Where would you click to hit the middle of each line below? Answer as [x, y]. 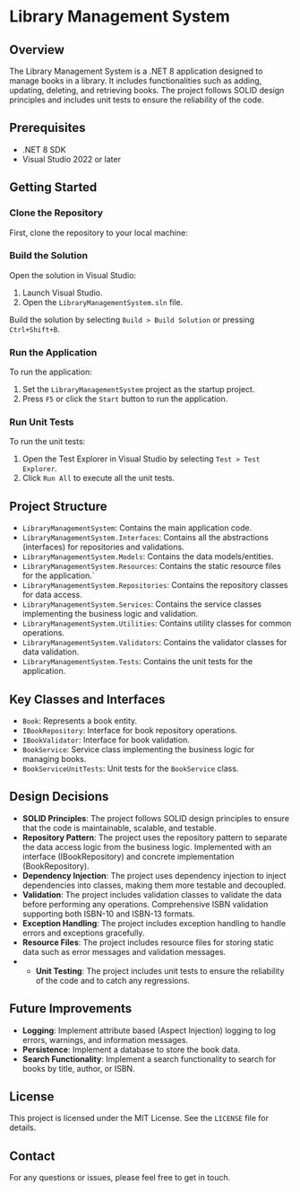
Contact [32, 1156]
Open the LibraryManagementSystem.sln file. [103, 302]
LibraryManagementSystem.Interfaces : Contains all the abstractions [145, 538]
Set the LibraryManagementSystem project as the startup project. [138, 390]
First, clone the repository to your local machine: [99, 232]
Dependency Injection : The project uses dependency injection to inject [154, 875]
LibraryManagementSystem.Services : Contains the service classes [142, 604]
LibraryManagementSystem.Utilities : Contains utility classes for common [157, 623]
